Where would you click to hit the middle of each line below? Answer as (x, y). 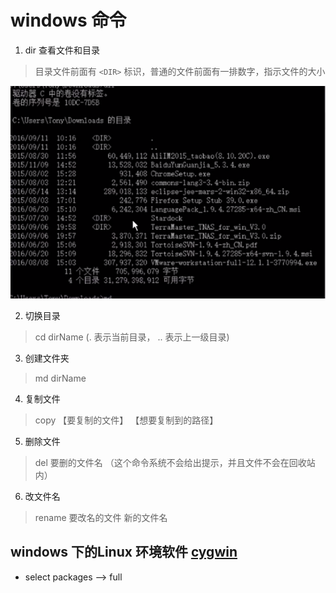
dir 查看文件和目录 (62, 50)
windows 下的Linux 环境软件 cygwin (124, 552)
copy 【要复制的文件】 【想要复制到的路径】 (126, 420)
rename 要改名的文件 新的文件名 (101, 517)
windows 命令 (68, 20)
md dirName (60, 378)
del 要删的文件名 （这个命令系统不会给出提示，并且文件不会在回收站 (175, 462)
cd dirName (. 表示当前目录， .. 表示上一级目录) (132, 337)
